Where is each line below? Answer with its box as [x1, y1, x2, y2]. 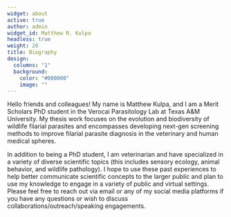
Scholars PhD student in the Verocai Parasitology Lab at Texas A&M [7, 107, 201, 116]
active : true [7, 17, 45, 24]
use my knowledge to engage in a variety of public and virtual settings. [7, 180, 210, 188]
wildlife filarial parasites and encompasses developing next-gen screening [7, 122, 219, 130]
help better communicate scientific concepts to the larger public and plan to [7, 173, 223, 181]
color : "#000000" [19, 74, 70, 82]
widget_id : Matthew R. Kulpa [7, 29, 91, 37]
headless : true [7, 36, 51, 43]
